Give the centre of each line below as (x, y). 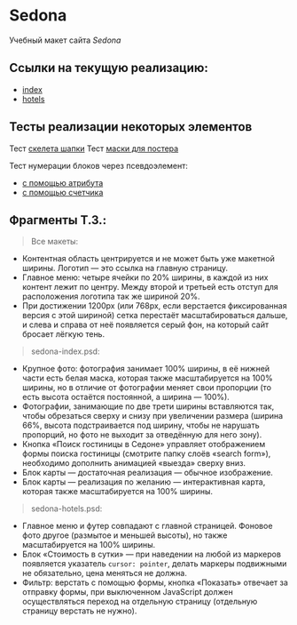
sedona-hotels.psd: (66, 509)
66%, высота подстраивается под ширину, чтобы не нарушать (141, 425)
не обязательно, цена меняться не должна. (105, 573)
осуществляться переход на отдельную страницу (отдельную (140, 602)
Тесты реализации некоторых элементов (131, 127)
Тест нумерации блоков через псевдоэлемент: (98, 165)
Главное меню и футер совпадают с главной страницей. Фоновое (147, 526)
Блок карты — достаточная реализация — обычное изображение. (147, 473)
